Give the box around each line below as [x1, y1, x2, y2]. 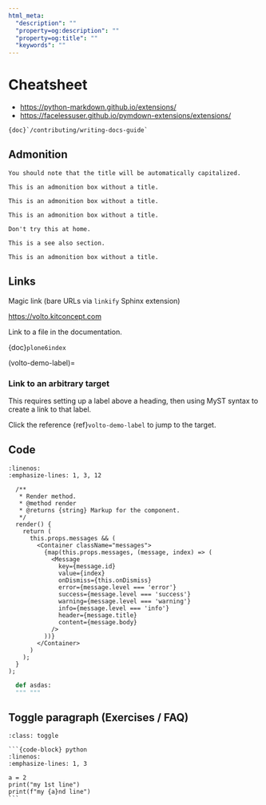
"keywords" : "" [15, 42, 66, 50]
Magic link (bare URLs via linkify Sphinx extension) [8, 296, 181, 305]
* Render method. [18, 492, 77, 500]
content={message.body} [58, 618, 137, 626]
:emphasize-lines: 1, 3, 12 [8, 471, 102, 480]
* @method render [18, 499, 77, 508]
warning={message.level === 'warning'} [58, 597, 192, 605]
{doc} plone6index [8, 342, 66, 352]
